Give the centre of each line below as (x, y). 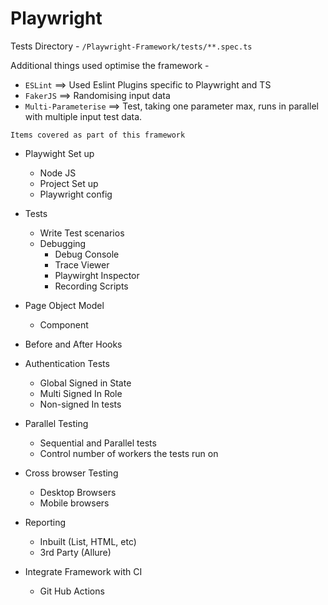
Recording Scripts (91, 286)
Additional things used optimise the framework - (110, 65)
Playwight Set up (59, 153)
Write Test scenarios (82, 233)
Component (64, 324)
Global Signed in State (85, 383)
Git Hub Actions (72, 591)
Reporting (45, 522)
